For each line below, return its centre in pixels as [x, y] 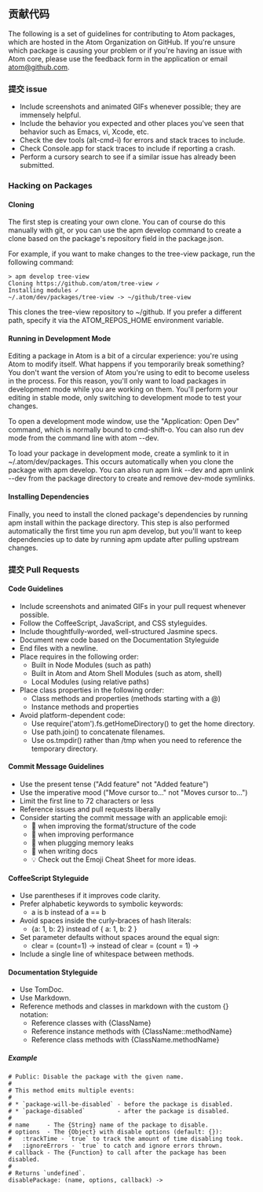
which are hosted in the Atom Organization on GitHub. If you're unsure [122, 42]
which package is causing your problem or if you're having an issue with [125, 50]
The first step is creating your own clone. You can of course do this [117, 222]
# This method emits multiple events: [71, 1091]
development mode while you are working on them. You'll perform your [123, 389]
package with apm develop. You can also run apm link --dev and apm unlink [131, 470]
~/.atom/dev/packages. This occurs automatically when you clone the [121, 462]
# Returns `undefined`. [47, 1173]
